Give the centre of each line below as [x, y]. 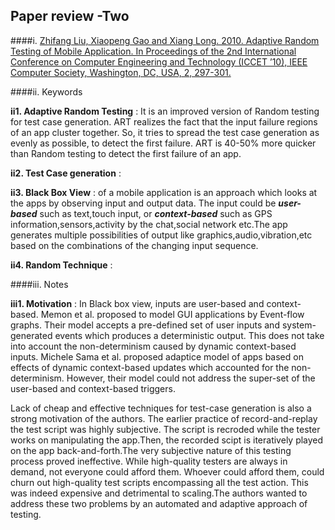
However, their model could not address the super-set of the [191, 378]
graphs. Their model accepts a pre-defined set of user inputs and [145, 325]
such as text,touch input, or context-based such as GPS [156, 213]
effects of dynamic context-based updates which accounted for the [150, 367]
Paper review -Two [70, 16]
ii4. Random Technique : [61, 265]
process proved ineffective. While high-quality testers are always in [149, 461]
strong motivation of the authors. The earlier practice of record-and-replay [164, 418]
